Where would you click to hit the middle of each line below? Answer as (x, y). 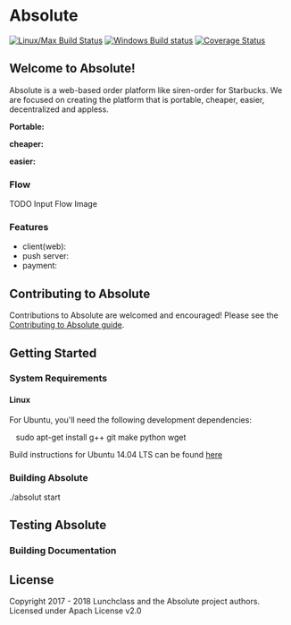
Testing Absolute (58, 525)
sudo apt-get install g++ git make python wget (101, 437)
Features (29, 227)
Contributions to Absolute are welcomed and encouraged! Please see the (144, 315)
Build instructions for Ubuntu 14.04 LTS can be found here (116, 454)
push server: (46, 256)
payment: (40, 266)
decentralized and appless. (59, 109)
